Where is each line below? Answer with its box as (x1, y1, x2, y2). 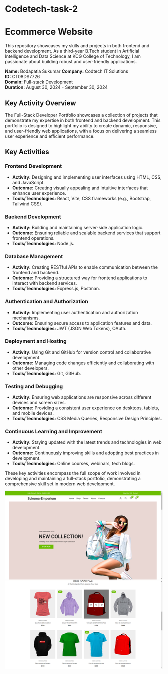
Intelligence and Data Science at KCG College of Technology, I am (5, 53, 141, 59)
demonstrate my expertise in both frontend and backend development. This (5, 117, 161, 123)
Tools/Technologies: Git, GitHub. (12, 370, 81, 376)
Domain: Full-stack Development (5, 79, 73, 85)
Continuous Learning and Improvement (5, 428, 102, 435)
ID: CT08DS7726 (5, 74, 40, 80)
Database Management (5, 253, 63, 260)
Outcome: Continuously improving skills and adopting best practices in (12, 450, 159, 456)
